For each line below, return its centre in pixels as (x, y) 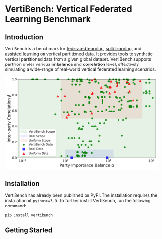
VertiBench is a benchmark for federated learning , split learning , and (73, 49)
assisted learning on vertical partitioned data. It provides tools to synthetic (79, 54)
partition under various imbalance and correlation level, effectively (72, 64)
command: (16, 206)
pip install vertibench (29, 215)
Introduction (24, 37)
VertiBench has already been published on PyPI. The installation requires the (81, 195)
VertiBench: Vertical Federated (68, 9)
